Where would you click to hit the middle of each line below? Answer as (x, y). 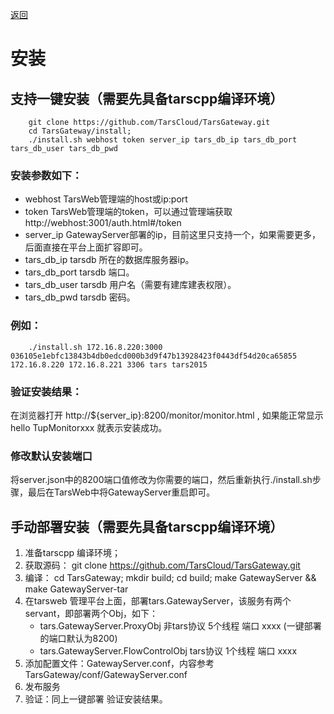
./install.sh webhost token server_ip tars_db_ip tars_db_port (163, 140)
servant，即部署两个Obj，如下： (91, 613)
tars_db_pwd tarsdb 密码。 (80, 297)
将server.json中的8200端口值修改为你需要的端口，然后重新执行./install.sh (161, 480)
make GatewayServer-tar (76, 589)
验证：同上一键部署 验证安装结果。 (96, 699)
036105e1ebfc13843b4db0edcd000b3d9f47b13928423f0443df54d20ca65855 (154, 356)
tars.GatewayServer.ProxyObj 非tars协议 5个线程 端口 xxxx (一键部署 (180, 626)
